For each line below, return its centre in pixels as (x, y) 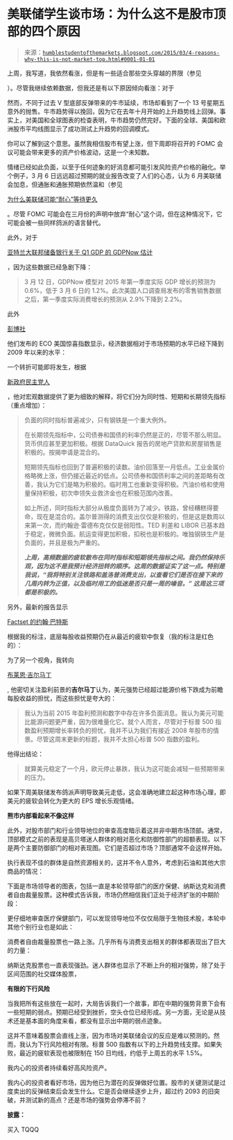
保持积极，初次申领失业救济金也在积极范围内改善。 (103, 493)
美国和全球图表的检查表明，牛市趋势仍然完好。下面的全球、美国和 (125, 120)
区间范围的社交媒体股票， (44, 974)
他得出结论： (25, 754)
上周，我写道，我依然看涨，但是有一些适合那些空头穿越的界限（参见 (104, 73)
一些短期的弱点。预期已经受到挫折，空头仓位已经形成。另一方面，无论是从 (113, 1012)
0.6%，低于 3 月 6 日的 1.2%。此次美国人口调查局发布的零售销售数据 (123, 290)
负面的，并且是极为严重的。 (64, 543)
